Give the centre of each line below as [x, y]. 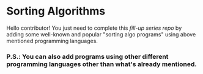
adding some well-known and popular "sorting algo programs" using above [101, 34]
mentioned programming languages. [52, 41]
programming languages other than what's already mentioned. [102, 64]
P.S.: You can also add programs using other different [87, 56]
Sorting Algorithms [56, 11]
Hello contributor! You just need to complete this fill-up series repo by [94, 28]
